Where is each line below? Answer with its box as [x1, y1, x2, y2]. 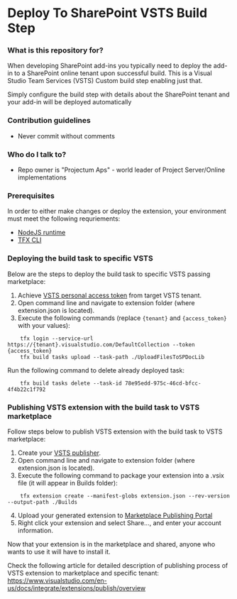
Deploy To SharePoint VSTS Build [7, 5, 208, 21]
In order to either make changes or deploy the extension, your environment [7, 207, 227, 216]
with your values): [17, 321, 70, 329]
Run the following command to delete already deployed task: [7, 366, 184, 374]
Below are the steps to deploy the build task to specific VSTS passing [7, 270, 211, 278]
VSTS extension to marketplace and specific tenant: [7, 568, 160, 577]
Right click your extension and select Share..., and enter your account [17, 518, 221, 527]
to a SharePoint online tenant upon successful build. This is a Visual [13, 69, 212, 77]
